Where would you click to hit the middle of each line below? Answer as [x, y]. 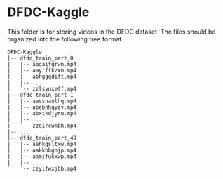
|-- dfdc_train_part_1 [40, 95]
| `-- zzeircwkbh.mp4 [42, 126]
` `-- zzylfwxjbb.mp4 [42, 168]
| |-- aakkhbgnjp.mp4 [42, 150]
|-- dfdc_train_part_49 [42, 138]
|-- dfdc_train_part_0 [40, 58]
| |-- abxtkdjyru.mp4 [42, 113]
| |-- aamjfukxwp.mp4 [42, 156]
